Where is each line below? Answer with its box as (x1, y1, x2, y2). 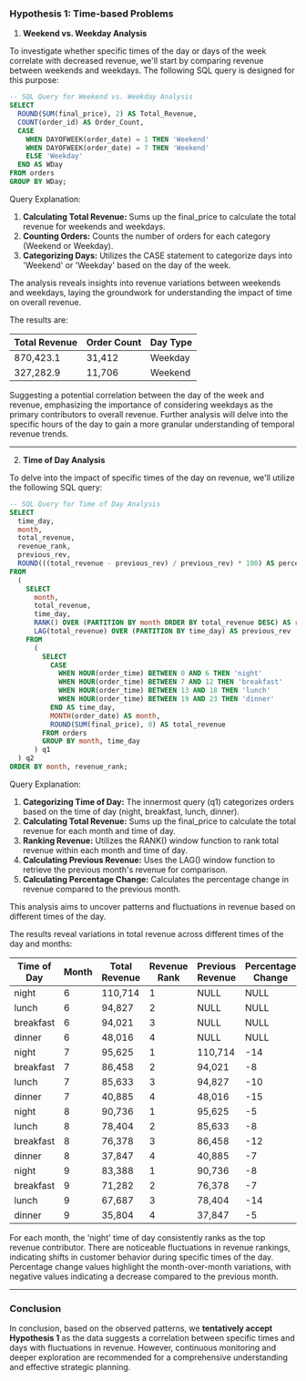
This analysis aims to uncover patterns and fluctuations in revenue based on (9, 901, 296, 912)
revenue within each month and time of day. (22, 844, 189, 855)
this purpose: (9, 75, 59, 86)
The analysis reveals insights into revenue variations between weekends (9, 277, 280, 288)
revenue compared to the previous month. (22, 883, 181, 894)
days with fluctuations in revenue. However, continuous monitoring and (9, 1343, 276, 1354)
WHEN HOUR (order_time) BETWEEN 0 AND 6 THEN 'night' (57, 669, 263, 678)
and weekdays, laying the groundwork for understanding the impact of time (9, 286, 293, 298)
